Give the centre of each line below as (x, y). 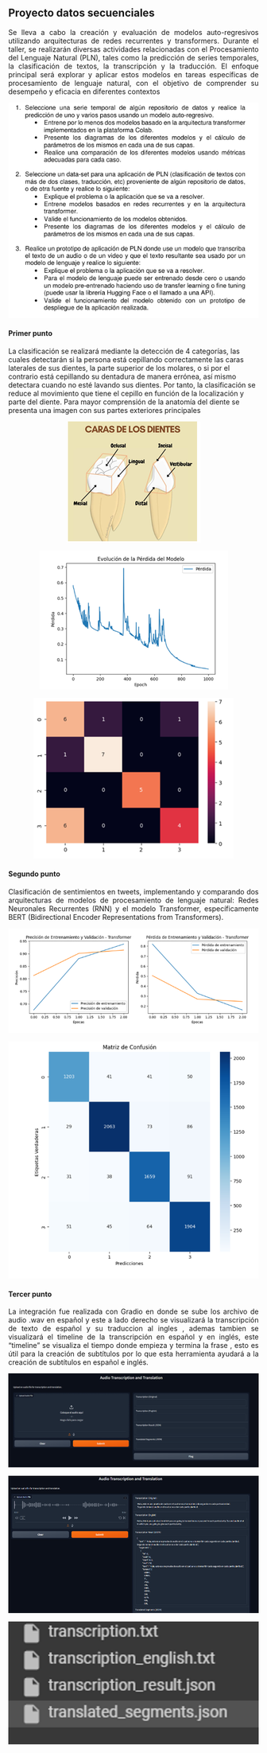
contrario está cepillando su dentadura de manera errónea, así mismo (122, 376)
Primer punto (31, 333)
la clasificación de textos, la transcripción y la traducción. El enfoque (133, 66)
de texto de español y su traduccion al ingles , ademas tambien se (133, 1329)
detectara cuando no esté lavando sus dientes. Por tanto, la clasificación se (132, 384)
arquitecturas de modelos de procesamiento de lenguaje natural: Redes (133, 900)
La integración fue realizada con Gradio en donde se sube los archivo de (133, 1311)
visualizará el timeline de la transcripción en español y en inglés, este (133, 1337)
